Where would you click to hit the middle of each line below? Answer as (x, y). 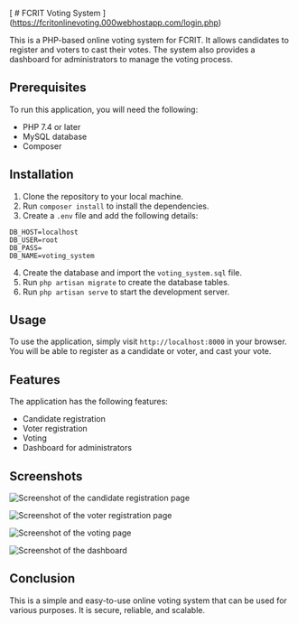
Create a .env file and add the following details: (110, 215)
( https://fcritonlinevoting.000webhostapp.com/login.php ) (116, 23)
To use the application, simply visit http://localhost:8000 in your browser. (148, 341)
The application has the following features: (89, 402)
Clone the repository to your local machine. (102, 196)
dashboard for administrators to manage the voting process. (121, 59)
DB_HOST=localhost (44, 232)
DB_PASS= (26, 247)
